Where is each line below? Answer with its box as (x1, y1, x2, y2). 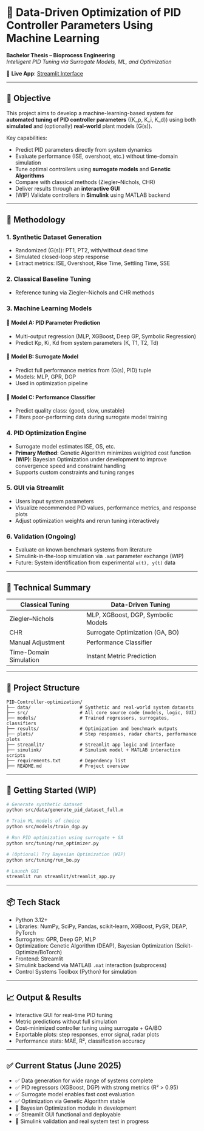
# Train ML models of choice (6, 818, 80, 824)
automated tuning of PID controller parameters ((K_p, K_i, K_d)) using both (6, 116, 196, 123)
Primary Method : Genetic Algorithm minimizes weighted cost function (15, 449, 191, 456)
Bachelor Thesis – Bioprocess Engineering (6, 51, 115, 58)
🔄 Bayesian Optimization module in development (15, 1104, 137, 1111)
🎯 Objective (6, 93, 51, 104)
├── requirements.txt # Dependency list (6, 757, 126, 764)
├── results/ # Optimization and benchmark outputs (6, 725, 178, 732)
